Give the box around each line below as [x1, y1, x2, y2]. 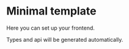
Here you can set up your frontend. [6, 24, 95, 31]
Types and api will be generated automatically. [6, 36, 123, 43]
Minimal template [6, 4, 97, 18]
